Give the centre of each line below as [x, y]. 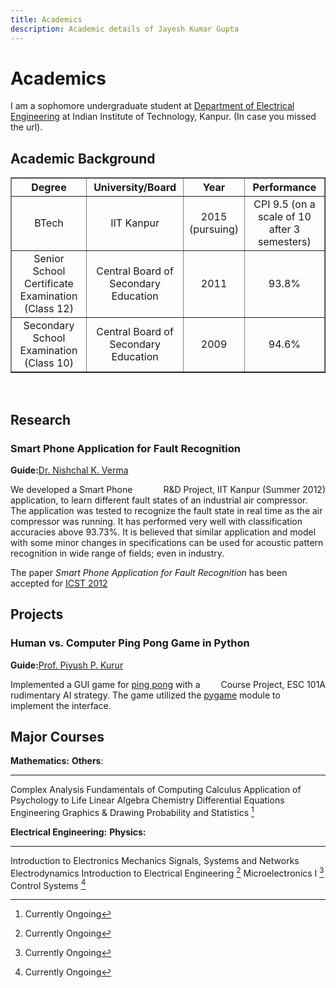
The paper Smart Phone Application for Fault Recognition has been [149, 572]
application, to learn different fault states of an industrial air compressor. [159, 500]
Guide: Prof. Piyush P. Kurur [67, 665]
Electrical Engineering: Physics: [78, 832]
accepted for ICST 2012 [59, 583]
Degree [49, 188]
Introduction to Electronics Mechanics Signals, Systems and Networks [155, 861]
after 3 [284, 229]
